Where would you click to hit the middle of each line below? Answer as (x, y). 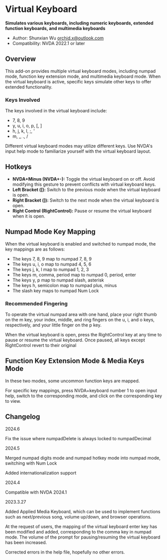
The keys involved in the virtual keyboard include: (56, 111)
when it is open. (29, 216)
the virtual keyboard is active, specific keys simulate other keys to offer (78, 81)
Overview (21, 59)
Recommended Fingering (36, 303)
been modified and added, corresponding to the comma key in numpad (78, 532)
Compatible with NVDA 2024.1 (36, 492)
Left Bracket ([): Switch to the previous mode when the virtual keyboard (86, 189)
